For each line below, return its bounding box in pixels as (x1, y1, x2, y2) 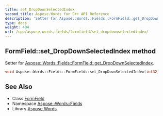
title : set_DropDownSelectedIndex (5, 7, 75, 12)
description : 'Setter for (5, 16, 57, 21)
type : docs (5, 20, 27, 26)
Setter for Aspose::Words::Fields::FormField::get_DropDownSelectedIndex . (5, 60, 154, 65)
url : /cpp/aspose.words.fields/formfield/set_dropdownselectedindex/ (5, 29, 149, 34)
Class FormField (12, 95, 45, 101)
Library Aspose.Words (12, 105, 57, 111)
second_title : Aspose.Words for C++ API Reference (5, 12, 110, 16)
